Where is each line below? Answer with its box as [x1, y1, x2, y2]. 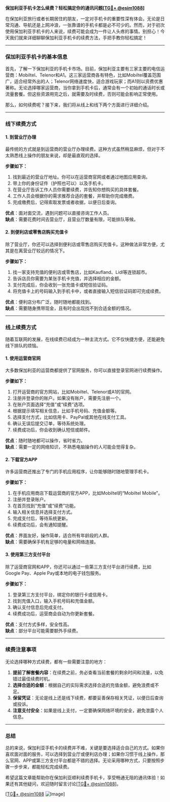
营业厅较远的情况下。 [22, 248, 67, 254]
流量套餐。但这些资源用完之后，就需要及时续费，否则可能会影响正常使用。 [5, 91, 160, 97]
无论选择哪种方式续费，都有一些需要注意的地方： [5, 658, 107, 665]
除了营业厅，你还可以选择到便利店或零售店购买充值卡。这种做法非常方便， [5, 241, 160, 247]
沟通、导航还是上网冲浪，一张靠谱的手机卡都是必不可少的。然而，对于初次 [9, 22, 165, 28]
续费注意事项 [5, 646, 37, 653]
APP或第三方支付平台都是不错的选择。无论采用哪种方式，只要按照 [22, 757, 160, 764]
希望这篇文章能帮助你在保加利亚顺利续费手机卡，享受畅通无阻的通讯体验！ [5, 775, 160, 781]
